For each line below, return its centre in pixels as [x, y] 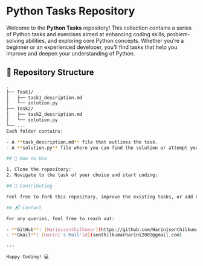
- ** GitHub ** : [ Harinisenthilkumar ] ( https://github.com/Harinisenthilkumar [104, 230]
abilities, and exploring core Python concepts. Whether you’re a [105, 40]
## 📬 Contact [24, 207]
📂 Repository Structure [50, 73]
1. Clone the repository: [39, 169]
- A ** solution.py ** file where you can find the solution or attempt [97, 148]
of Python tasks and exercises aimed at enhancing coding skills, [86, 34]
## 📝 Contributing [29, 186]
